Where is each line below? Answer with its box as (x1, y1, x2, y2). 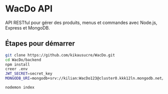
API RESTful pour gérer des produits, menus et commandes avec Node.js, (5, 19, 157, 25)
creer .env (5, 66, 28, 71)
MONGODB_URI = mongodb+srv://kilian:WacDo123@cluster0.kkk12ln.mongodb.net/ (5, 76, 164, 81)
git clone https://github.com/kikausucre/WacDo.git (5, 52, 115, 57)
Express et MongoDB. (5, 24, 50, 30)
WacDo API (5, 3, 53, 14)
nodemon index (5, 85, 35, 90)
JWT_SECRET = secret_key (5, 71, 52, 76)
